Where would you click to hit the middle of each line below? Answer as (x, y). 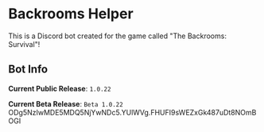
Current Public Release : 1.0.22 (60, 88)
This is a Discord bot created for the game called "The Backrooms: (117, 36)
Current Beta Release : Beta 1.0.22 (66, 103)
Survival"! (24, 44)
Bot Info (28, 70)
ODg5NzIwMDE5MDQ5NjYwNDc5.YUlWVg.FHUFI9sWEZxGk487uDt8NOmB (132, 112)
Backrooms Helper (71, 14)
